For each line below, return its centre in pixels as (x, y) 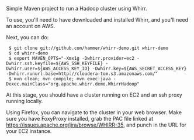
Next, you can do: (27, 37)
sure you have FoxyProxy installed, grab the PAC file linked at (80, 119)
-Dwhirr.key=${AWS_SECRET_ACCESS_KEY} (140, 69)
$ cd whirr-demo (28, 53)
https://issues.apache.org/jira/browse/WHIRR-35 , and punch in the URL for (96, 125)
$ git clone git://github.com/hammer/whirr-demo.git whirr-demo (88, 48)
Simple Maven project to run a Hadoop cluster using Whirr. (77, 8)
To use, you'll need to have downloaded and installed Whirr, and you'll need (97, 20)
